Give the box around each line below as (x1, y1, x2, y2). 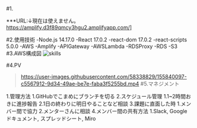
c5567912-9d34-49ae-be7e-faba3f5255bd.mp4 (20, 80, 139, 87)
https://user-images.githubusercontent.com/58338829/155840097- (20, 73, 187, 80)
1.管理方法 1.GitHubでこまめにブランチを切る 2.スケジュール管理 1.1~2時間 (6, 93, 186, 100)
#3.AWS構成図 (6, 50, 42, 57)
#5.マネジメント (140, 80, 180, 87)
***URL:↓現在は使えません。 (6, 17, 79, 24)
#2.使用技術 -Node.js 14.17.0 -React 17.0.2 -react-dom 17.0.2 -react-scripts (6, 36, 188, 43)
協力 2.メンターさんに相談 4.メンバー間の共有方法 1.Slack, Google (26, 108, 188, 114)
